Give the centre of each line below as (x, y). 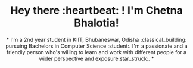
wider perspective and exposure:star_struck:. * (96, 58)
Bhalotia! (96, 23)
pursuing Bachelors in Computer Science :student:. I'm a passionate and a (96, 46)
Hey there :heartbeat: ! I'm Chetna (96, 10)
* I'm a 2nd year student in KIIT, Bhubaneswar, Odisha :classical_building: (96, 39)
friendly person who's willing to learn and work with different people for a (96, 52)
